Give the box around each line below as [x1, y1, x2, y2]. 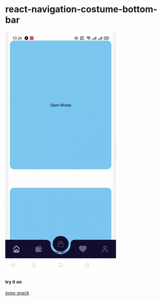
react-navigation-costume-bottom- [5, 4, 157, 15]
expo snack [5, 290, 29, 296]
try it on [5, 279, 22, 285]
